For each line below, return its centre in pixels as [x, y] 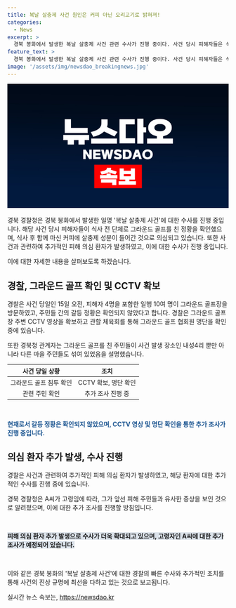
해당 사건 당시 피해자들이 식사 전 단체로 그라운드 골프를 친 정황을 [110, 229]
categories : [25, 22]
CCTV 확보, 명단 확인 [107, 382]
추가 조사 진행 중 [107, 394]
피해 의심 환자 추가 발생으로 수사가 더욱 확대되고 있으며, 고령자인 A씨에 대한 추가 [116, 536]
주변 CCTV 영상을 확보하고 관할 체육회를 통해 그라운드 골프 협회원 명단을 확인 [120, 322]
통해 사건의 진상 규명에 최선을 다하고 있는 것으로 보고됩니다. [89, 582]
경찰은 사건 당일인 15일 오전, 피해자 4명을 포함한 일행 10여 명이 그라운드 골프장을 [118, 304]
